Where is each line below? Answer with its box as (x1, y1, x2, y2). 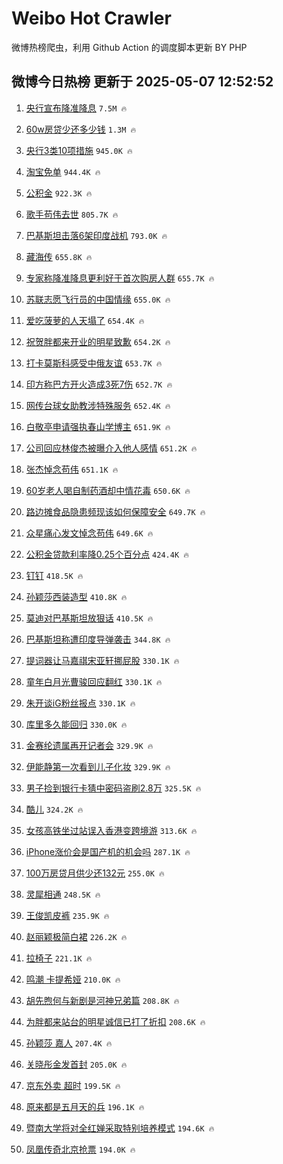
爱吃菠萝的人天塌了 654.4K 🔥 (25, 314, 145, 326)
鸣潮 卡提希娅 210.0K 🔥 (25, 973, 121, 985)
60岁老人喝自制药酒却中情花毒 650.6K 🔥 (25, 484, 191, 496)
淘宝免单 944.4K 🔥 (25, 165, 101, 177)
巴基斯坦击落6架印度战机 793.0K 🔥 (25, 229, 168, 241)
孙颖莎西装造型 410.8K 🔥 (25, 590, 128, 602)
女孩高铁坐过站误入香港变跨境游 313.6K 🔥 (25, 824, 198, 836)
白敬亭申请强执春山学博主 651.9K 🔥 (25, 420, 171, 432)
